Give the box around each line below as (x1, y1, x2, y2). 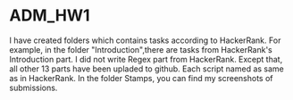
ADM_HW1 (9, 5, 91, 26)
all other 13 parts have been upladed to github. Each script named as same (9, 63, 284, 74)
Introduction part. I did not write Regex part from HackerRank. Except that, (9, 54, 283, 64)
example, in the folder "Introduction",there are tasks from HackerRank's (9, 44, 272, 54)
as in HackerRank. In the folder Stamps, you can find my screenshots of (9, 72, 273, 83)
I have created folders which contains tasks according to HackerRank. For (9, 35, 281, 46)
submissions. (9, 82, 58, 93)
